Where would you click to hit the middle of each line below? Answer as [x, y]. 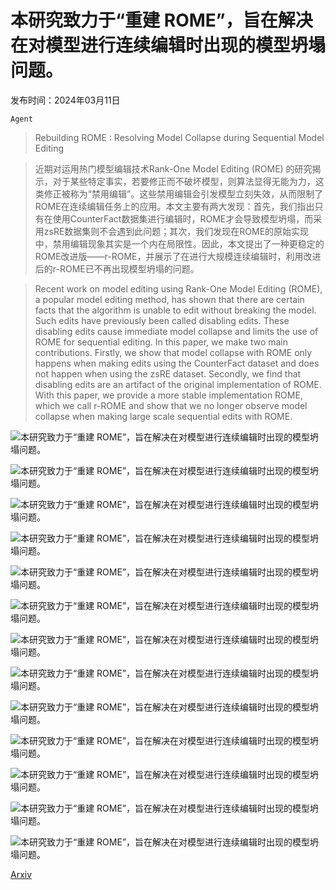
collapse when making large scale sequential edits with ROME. [163, 416]
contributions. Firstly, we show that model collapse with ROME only [173, 352]
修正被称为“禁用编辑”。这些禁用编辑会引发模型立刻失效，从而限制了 [183, 193]
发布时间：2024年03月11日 [65, 100]
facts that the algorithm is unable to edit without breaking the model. [175, 310]
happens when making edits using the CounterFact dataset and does [177, 363]
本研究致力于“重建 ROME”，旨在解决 [161, 20]
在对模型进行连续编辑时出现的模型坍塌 [168, 45]
